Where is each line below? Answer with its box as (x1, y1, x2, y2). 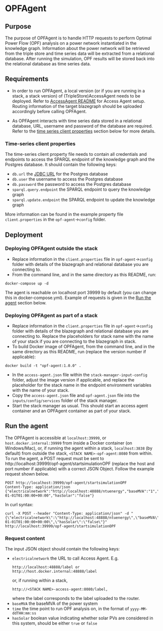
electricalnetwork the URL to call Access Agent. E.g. (12, 555, 119, 561)
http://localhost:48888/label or (12, 565, 80, 570)
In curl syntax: (5, 501, 33, 507)
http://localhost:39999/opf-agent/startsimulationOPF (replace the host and (5, 461, 155, 466)
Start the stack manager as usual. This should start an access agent (12, 403, 148, 409)
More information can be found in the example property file (5, 212, 124, 217)
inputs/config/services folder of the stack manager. (12, 398, 118, 403)
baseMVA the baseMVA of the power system (12, 600, 98, 607)
